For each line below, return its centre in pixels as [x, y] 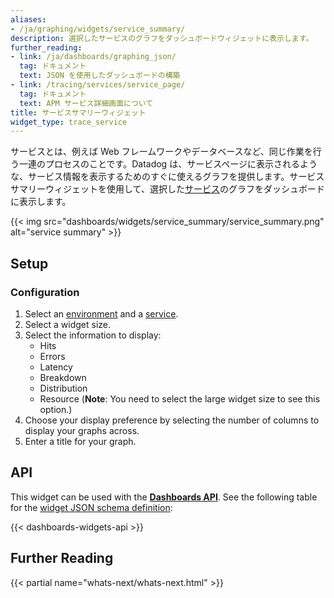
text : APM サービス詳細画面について [86, 103]
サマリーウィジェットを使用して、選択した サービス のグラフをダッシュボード [167, 189]
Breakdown [63, 377]
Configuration [45, 292]
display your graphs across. [82, 430]
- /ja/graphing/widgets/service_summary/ [98, 29]
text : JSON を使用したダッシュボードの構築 [100, 76]
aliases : [28, 19]
